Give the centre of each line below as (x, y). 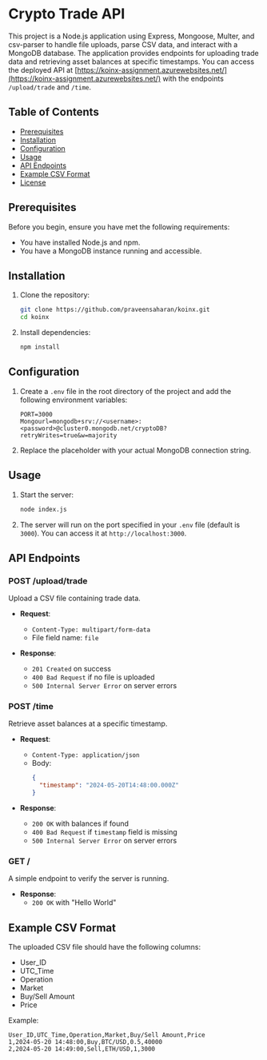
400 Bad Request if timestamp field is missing (104, 832)
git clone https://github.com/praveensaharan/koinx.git (115, 310)
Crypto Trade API (67, 14)
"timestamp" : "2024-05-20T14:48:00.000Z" (109, 785)
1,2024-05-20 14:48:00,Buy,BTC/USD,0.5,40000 (85, 1042)
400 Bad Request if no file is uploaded (93, 677)
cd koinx (34, 317)
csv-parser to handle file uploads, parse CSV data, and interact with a (123, 44)
